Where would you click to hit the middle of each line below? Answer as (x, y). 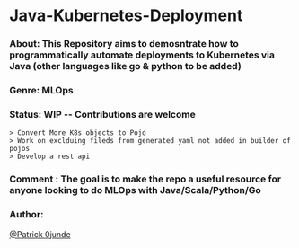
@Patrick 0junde (40, 234)
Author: (26, 215)
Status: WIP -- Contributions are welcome (102, 114)
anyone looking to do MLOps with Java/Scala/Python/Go (136, 190)
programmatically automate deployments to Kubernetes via (142, 55)
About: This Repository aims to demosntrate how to (124, 44)
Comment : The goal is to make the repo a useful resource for (145, 179)
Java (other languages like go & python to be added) (126, 66)
